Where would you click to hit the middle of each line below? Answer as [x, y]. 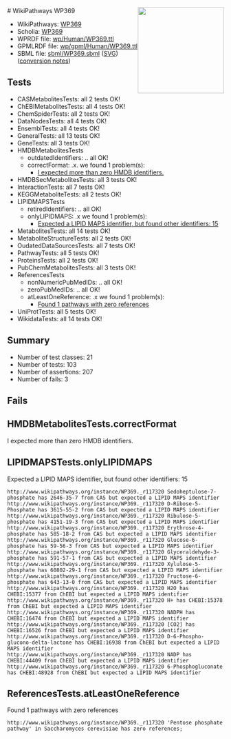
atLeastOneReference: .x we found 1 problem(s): [96, 296]
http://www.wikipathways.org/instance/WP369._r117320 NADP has [100, 654]
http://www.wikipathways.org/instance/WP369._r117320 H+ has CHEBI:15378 [115, 600]
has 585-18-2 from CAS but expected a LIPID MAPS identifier [127, 534]
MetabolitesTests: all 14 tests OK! [64, 231]
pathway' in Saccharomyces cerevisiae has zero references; [95, 729]
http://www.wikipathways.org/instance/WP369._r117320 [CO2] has [101, 624]
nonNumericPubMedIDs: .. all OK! [75, 282]
